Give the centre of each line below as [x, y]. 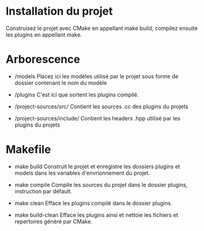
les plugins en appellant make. [44, 34]
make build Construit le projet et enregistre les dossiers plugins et [97, 166]
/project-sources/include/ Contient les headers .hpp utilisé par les [97, 118]
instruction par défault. [43, 191]
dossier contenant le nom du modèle [61, 82]
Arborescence [43, 60]
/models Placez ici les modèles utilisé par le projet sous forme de [96, 76]
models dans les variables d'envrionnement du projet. [82, 173]
